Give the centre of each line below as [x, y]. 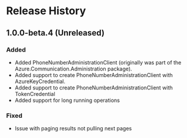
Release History [46, 11]
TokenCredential [35, 94]
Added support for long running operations [67, 100]
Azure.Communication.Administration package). [73, 69]
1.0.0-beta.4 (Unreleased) [56, 33]
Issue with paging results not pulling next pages [73, 129]
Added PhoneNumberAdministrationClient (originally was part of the [98, 62]
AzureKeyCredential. [40, 81]
